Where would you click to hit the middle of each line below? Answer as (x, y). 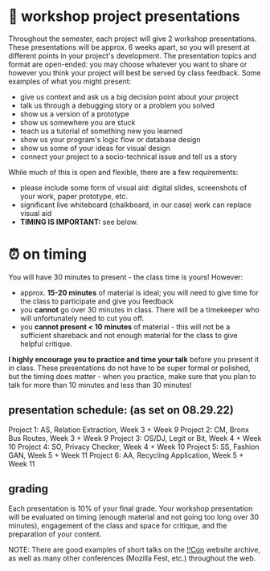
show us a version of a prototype (75, 114)
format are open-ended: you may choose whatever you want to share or (128, 64)
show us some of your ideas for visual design (95, 148)
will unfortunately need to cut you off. (82, 318)
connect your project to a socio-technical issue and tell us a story (128, 157)
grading (28, 489)
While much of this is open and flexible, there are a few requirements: (123, 172)
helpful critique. (46, 344)
